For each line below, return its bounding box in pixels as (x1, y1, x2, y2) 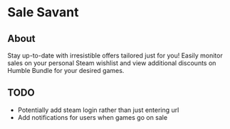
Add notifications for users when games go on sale (17, 113, 168, 121)
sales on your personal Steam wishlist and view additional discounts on (7, 59, 216, 67)
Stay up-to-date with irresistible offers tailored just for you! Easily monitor (7, 51, 223, 60)
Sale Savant (7, 4, 80, 21)
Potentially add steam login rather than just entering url (17, 106, 179, 114)
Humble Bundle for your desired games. (7, 67, 125, 74)
